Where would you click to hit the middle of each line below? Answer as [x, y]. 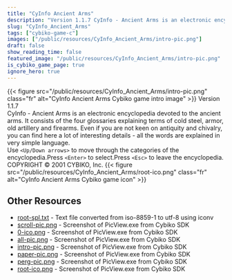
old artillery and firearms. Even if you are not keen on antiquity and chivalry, [115, 128]
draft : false [26, 46]
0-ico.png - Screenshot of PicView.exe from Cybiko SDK [97, 232]
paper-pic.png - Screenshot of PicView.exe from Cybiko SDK [104, 254]
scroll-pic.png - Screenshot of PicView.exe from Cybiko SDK [103, 225]
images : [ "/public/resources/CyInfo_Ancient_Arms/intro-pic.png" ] [105, 39]
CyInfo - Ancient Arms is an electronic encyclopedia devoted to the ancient [114, 113]
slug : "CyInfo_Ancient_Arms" [49, 26]
